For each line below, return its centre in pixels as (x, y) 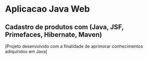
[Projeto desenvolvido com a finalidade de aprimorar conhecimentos (74, 46)
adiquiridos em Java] (26, 51)
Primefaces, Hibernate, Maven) (54, 34)
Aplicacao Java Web (48, 9)
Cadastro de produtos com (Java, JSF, (64, 27)
